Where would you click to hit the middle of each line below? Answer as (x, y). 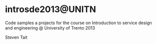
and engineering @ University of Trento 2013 (50, 28)
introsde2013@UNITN (51, 9)
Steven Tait (16, 37)
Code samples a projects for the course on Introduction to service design (78, 23)
